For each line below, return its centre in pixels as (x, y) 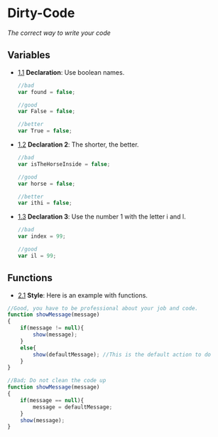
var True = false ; (45, 131)
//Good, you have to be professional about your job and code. (103, 308)
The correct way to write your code (59, 33)
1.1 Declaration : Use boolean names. (71, 72)
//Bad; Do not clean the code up (57, 381)
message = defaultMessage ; (73, 407)
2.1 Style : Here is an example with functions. (82, 295)
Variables (29, 55)
